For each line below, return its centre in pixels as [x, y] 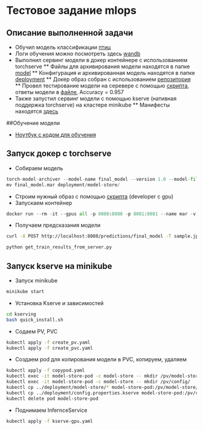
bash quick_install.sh [35, 320]
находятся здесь [37, 111]
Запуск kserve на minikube [59, 266]
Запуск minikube [36, 280]
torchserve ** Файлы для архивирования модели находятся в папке [102, 66]
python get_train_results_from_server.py [59, 247]
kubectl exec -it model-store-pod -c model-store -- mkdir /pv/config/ [98, 382]
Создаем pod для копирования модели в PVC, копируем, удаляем [101, 359]
